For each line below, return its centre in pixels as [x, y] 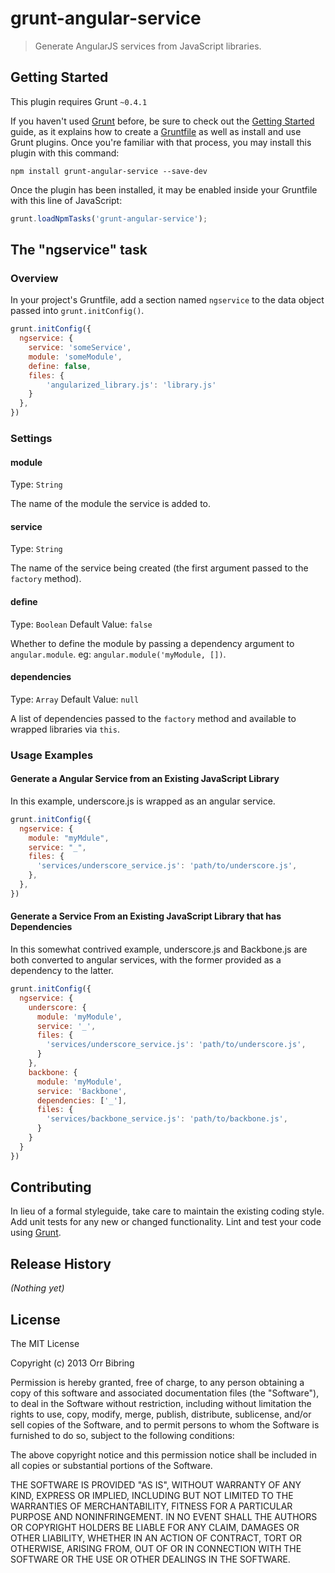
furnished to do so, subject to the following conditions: [122, 1436]
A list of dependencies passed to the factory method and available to [153, 718]
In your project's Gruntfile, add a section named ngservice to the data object [167, 300]
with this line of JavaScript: [66, 200]
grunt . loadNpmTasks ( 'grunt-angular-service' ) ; [109, 218]
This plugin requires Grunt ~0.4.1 [79, 101]
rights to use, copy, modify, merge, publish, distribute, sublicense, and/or [161, 1414]
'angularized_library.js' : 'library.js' [131, 385]
